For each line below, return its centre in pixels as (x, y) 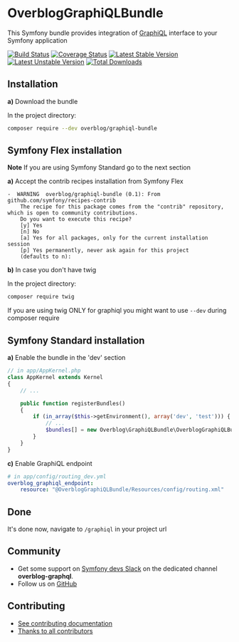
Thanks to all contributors (55, 631)
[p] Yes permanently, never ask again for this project (105, 251)
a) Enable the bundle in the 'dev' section (67, 358)
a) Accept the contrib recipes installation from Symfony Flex (95, 181)
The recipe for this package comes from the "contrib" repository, (122, 207)
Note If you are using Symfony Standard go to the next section (99, 167)
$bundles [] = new (71, 430)
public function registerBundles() (73, 403)
